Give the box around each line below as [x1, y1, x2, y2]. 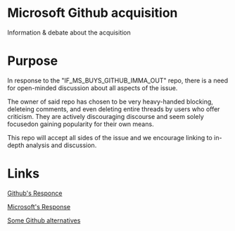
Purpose [7, 53, 58, 69]
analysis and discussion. [25, 141, 97, 149]
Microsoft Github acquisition [7, 5, 178, 21]
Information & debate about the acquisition [7, 28, 132, 37]
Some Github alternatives [7, 216, 81, 225]
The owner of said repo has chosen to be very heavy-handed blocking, [7, 97, 213, 106]
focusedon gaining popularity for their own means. [7, 120, 154, 128]
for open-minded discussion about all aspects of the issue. [7, 83, 178, 92]
